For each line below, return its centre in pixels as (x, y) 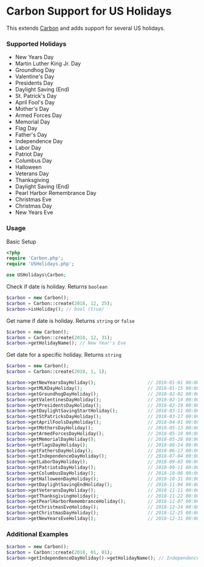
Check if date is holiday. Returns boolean (57, 287)
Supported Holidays (36, 44)
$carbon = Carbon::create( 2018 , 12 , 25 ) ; (59, 303)
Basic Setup (21, 241)
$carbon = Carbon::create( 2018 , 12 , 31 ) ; (59, 337)
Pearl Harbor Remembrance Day (56, 193)
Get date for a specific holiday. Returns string (64, 355)
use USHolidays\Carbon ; (36, 275)
